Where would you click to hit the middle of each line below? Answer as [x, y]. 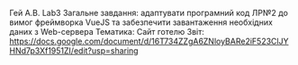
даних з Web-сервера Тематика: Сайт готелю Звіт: [107, 32]
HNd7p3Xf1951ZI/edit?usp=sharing [74, 51]
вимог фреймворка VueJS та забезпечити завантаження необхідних [141, 22]
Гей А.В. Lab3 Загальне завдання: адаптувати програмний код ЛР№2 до [149, 13]
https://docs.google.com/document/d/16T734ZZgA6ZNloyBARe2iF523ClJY [149, 41]
